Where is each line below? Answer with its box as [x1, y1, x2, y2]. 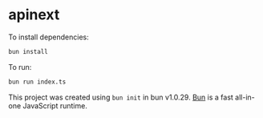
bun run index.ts [8, 78, 67, 86]
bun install [8, 47, 48, 55]
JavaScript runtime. [22, 100, 88, 110]
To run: [8, 62, 32, 71]
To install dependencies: [8, 32, 90, 42]
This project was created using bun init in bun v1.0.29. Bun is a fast [8, 92, 234, 102]
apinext [8, 6, 60, 24]
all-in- [235, 92, 255, 102]
